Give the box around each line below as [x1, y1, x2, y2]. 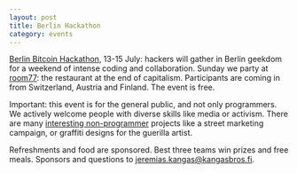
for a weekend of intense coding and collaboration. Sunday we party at [9, 63, 269, 74]
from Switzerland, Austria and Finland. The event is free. [9, 82, 215, 93]
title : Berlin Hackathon [9, 21, 101, 30]
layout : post [9, 12, 58, 22]
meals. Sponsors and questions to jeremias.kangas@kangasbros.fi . [9, 154, 255, 165]
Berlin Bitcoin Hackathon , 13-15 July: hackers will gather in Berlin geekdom [9, 54, 282, 65]
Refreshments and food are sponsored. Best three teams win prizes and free [9, 145, 289, 155]
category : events [9, 29, 74, 38]
